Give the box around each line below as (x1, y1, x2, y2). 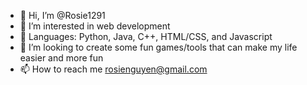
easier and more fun (19, 52, 104, 64)
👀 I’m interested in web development (19, 20, 171, 32)
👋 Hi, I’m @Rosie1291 (19, 10, 106, 21)
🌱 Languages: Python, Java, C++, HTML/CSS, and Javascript (19, 31, 273, 42)
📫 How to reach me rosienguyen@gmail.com (19, 63, 208, 75)
